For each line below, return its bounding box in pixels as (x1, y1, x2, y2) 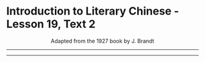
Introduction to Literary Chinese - (6, 4, 179, 18)
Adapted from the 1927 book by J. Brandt (51, 37, 154, 44)
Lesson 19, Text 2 (6, 17, 96, 31)
